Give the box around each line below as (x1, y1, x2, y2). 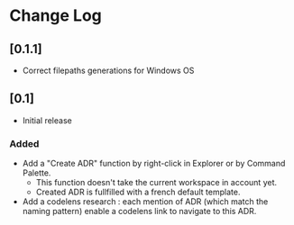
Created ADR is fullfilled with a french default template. (35, 186, 241, 198)
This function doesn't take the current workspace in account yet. (35, 177, 278, 188)
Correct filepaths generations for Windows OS (22, 65, 195, 76)
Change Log (9, 5, 102, 26)
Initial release (22, 114, 72, 126)
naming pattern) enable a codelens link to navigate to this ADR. (22, 206, 257, 217)
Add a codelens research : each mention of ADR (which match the (22, 196, 269, 207)
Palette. (22, 167, 51, 178)
